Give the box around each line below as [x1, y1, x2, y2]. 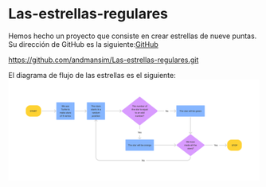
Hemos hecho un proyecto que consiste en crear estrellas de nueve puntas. [8, 31, 257, 41]
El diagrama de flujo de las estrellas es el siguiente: [8, 70, 177, 80]
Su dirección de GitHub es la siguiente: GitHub [8, 39, 159, 49]
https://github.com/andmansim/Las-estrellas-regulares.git [8, 55, 199, 64]
